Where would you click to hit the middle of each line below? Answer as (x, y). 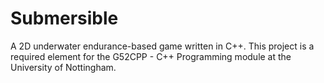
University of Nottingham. (63, 67)
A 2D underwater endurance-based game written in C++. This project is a (162, 46)
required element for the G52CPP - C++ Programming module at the (151, 56)
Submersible (64, 18)
